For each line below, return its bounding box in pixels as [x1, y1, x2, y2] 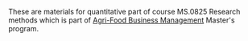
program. [8, 24, 39, 33]
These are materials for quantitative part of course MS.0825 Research [8, 7, 241, 16]
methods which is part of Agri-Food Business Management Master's [8, 15, 235, 25]
